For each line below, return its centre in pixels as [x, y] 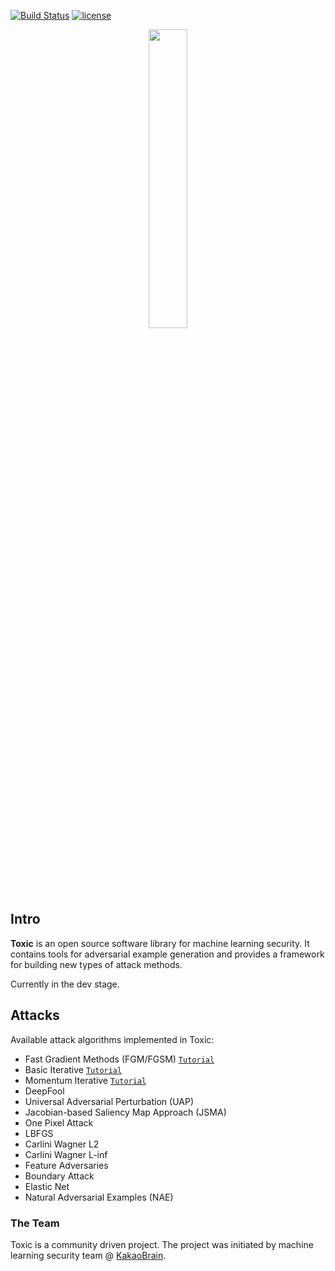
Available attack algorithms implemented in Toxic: [112, 1039]
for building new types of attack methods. [96, 964]
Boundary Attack [59, 1176]
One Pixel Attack [59, 1122]
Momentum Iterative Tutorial [85, 1080]
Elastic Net [47, 1186]
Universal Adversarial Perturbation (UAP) [109, 1101]
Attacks [35, 1015]
